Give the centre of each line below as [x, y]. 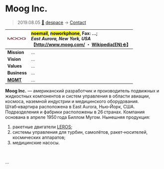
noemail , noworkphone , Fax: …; [64, 33]
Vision [14, 59]
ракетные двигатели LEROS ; [42, 127]
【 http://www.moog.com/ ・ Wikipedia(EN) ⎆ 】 [81, 45]
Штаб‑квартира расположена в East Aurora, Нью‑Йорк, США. [70, 107]
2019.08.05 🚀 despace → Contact [51, 22]
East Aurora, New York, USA [61, 39]
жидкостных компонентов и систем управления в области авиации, [78, 96]
